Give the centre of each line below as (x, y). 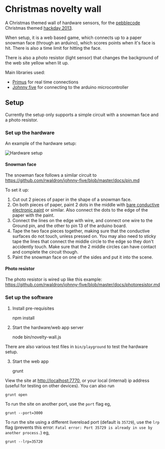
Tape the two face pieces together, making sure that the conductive (81, 231)
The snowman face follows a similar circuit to (51, 175)
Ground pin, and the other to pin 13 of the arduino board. (69, 226)
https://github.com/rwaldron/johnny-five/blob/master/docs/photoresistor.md (82, 285)
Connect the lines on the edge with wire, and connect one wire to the (82, 221)
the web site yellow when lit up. (37, 63)
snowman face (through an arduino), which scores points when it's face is (80, 42)
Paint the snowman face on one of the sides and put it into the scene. (83, 257)
